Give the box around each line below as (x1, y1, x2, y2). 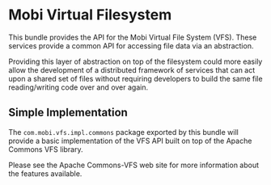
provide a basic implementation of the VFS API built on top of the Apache (8, 136, 252, 145)
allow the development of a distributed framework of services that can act (8, 65, 256, 74)
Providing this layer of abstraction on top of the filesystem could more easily (8, 57, 263, 66)
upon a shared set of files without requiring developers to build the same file (8, 74, 263, 83)
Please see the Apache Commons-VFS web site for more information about (8, 160, 260, 170)
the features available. (8, 168, 83, 179)
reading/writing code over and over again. (8, 82, 148, 92)
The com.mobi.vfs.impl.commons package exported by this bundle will (8, 127, 239, 137)
